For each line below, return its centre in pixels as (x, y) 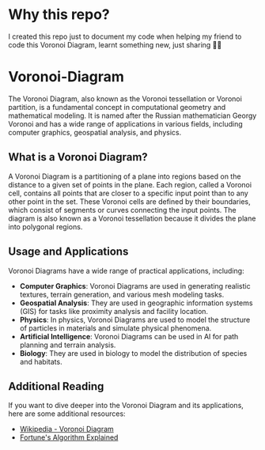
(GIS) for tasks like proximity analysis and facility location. (114, 311)
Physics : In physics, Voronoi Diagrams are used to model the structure (135, 320)
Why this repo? (59, 15)
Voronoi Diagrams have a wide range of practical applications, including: (126, 270)
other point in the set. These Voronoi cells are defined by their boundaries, (129, 201)
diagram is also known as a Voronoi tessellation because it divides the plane (132, 218)
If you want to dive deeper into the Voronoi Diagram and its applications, (126, 406)
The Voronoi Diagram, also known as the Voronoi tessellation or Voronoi (125, 98)
